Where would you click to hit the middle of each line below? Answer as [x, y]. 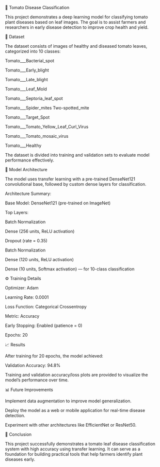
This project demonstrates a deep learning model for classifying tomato [77, 17]
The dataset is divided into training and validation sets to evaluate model [77, 155]
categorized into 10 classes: [33, 51]
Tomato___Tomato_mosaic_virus [37, 136]
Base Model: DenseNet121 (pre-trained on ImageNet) [58, 203]
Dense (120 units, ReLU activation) [40, 260]
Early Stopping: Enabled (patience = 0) [44, 325]
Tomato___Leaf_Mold [26, 89]
